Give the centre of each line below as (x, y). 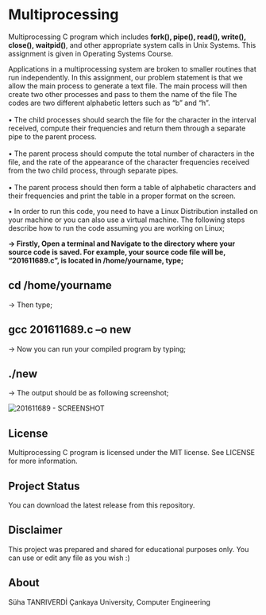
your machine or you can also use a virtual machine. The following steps (127, 220)
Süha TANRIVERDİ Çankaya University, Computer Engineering (109, 601)
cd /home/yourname (60, 285)
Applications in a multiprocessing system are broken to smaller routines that (132, 68)
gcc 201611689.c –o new (70, 330)
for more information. (43, 461)
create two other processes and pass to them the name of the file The (123, 94)
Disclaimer (35, 530)
